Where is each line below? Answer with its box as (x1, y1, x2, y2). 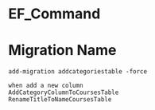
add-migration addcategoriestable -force (8, 68, 148, 76)
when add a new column (8, 81, 83, 90)
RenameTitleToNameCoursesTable (8, 96, 112, 104)
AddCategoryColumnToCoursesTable (8, 88, 119, 96)
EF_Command (8, 5, 101, 23)
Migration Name (8, 41, 117, 60)
